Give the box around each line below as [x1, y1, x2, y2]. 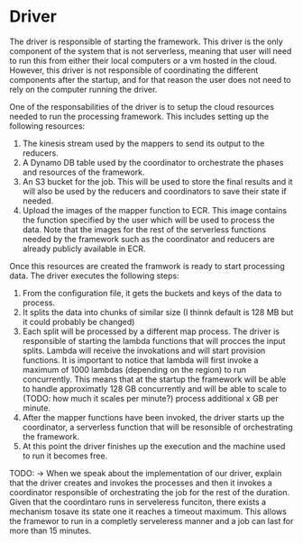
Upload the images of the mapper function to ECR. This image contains [22, 204, 287, 215]
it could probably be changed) [22, 316, 135, 327]
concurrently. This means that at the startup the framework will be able [22, 374, 287, 385]
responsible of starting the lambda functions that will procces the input [22, 335, 286, 346]
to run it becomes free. [22, 450, 108, 461]
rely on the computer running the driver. [9, 84, 158, 95]
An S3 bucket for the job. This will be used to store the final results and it [22, 176, 293, 186]
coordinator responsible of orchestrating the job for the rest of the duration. [9, 486, 290, 497]
